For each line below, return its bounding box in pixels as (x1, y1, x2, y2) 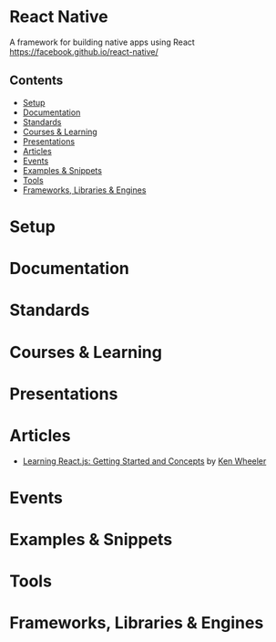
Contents (9, 73, 64, 89)
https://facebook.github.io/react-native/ (9, 46, 158, 57)
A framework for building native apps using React (9, 37, 196, 47)
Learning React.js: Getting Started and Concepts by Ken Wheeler (22, 455, 267, 467)
